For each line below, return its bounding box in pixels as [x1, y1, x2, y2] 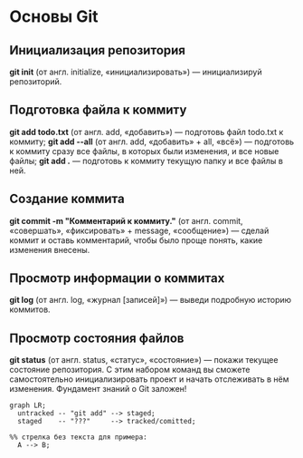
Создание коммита [9, 191, 125, 207]
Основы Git [9, 6, 99, 27]
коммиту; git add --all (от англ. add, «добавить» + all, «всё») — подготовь [9, 136, 295, 147]
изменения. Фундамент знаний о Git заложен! [9, 384, 187, 395]
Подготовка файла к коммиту [9, 102, 187, 118]
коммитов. [9, 304, 52, 315]
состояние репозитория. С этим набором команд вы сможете [9, 365, 251, 375]
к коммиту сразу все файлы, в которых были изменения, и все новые [9, 145, 279, 156]
